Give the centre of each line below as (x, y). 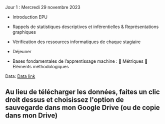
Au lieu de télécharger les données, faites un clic (82, 92)
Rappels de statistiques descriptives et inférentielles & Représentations (85, 27)
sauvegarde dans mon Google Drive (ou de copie (82, 108)
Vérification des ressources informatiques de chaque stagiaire (76, 42)
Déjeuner (22, 51)
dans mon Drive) (31, 116)
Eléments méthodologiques (40, 67)
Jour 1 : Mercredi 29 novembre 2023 (43, 7)
